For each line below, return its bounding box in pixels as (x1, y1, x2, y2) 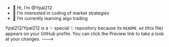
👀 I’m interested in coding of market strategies (12, 10, 110, 16)
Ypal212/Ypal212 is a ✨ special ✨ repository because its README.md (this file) (5, 25, 163, 31)
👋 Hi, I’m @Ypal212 (12, 5, 52, 10)
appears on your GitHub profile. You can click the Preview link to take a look (5, 30, 164, 36)
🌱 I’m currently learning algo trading (12, 15, 88, 21)
